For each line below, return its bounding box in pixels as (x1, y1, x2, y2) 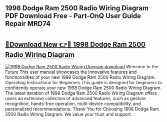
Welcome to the (125, 64, 158, 69)
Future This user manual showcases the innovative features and (5, 69, 137, 75)
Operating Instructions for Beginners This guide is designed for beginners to (5, 80, 162, 85)
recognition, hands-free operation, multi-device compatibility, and (5, 101, 141, 107)
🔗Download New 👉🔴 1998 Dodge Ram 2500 (5, 40, 146, 49)
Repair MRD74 (5, 19, 51, 28)
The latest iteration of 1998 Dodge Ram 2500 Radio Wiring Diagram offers (5, 90, 157, 96)
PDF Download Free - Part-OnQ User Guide (5, 12, 141, 20)
